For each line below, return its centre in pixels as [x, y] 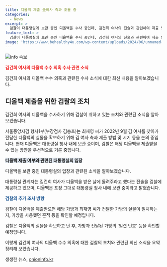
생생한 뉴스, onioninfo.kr [29, 259]
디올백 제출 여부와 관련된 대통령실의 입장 [44, 160]
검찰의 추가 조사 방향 [25, 198]
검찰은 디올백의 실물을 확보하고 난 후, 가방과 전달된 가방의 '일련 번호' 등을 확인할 [83, 225]
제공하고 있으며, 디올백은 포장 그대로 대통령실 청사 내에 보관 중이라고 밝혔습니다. [83, 187]
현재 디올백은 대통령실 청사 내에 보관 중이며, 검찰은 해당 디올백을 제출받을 [86, 143]
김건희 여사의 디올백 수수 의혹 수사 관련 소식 [47, 67]
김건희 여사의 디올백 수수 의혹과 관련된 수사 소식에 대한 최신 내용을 [69, 78]
